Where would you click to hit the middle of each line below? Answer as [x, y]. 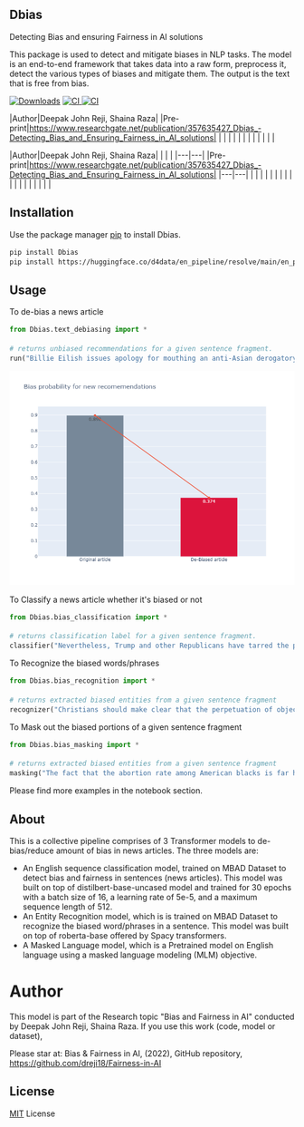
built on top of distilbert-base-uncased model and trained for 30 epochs [157, 887]
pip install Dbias [44, 252]
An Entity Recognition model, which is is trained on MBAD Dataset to [150, 916]
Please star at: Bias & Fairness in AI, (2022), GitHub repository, [126, 1053]
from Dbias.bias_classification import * [89, 617]
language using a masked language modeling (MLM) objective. [140, 955]
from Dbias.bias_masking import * [75, 744]
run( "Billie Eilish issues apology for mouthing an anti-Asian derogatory [153, 358]
